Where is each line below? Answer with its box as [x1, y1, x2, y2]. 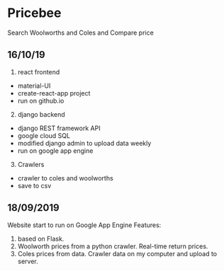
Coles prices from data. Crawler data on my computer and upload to [17, 249, 218, 258]
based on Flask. [17, 234, 65, 243]
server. [17, 257, 39, 265]
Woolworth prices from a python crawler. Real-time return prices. [17, 242, 208, 250]
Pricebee [7, 5, 62, 21]
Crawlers [17, 160, 45, 168]
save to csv [17, 181, 52, 190]
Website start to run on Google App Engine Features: [7, 221, 162, 229]
